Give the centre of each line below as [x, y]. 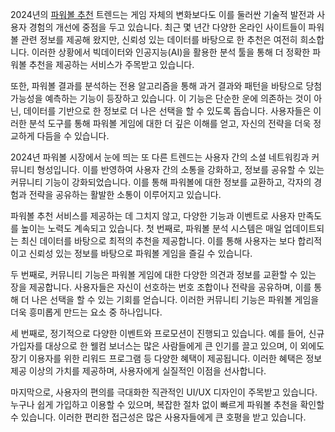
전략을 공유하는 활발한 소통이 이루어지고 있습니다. [125, 194]
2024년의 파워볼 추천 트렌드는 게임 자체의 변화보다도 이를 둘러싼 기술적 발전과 [162, 14]
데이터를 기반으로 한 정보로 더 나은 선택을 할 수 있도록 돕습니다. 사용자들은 [167, 111]
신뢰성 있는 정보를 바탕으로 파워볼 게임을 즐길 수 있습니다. [140, 253]
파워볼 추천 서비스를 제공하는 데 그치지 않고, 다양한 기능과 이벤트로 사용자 [153, 216]
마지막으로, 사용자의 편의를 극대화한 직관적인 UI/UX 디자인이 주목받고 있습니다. [164, 392]
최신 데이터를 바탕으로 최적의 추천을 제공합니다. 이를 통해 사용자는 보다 [158, 241]
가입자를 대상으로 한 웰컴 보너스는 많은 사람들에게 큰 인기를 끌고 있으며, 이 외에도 [167, 346]
